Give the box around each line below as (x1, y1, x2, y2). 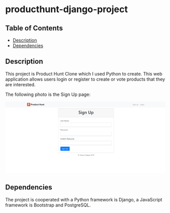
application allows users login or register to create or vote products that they (5, 76, 165, 82)
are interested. (5, 81, 36, 87)
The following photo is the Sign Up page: (5, 91, 91, 97)
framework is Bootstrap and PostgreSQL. (5, 202, 91, 208)
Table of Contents (5, 24, 63, 32)
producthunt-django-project (5, 4, 128, 15)
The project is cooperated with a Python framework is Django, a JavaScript (5, 196, 162, 202)
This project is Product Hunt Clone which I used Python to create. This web (5, 70, 162, 77)
